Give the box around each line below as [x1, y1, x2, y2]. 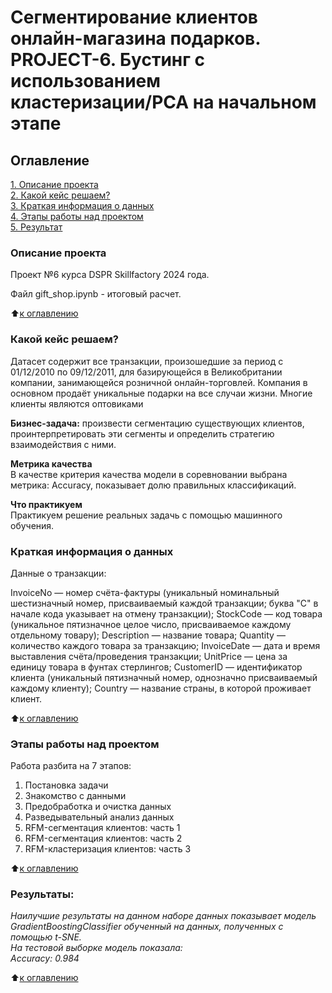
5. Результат [10, 221, 63, 233]
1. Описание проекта [10, 179, 99, 190]
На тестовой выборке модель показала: [10, 942, 183, 954]
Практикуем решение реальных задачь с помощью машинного [10, 509, 283, 521]
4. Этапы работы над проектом [10, 211, 144, 222]
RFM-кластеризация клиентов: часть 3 [24, 843, 192, 855]
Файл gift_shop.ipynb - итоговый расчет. [10, 288, 182, 300]
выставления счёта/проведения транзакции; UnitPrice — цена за [10, 650, 288, 662]
